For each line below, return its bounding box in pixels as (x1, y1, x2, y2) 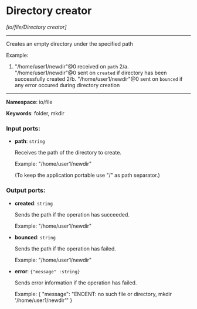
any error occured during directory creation (14, 81, 120, 88)
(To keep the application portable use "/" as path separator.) (14, 171, 160, 179)
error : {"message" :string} (14, 267, 80, 274)
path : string (14, 138, 45, 145)
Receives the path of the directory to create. (14, 149, 122, 156)
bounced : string (14, 234, 56, 241)
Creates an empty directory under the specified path (6, 40, 134, 47)
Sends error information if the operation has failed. (14, 279, 137, 286)
